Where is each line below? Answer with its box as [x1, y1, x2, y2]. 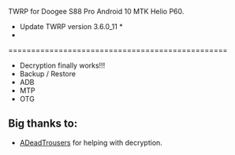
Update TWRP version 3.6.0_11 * [19, 22, 124, 31]
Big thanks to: [8, 117, 78, 131]
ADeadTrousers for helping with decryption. [19, 138, 163, 147]
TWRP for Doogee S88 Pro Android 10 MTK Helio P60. [8, 7, 185, 16]
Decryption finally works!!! [19, 61, 106, 70]
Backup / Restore [19, 69, 76, 78]
